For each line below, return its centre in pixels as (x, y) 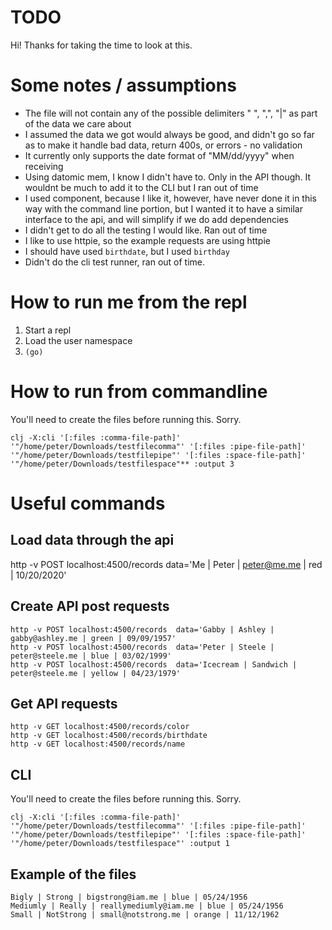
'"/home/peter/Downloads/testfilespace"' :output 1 (120, 844)
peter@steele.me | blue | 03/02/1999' (91, 656)
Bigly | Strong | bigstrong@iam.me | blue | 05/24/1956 (129, 897)
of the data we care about (78, 123)
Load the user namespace (78, 340)
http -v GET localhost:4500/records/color (100, 727)
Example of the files (73, 874)
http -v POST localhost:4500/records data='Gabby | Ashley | (142, 629)
